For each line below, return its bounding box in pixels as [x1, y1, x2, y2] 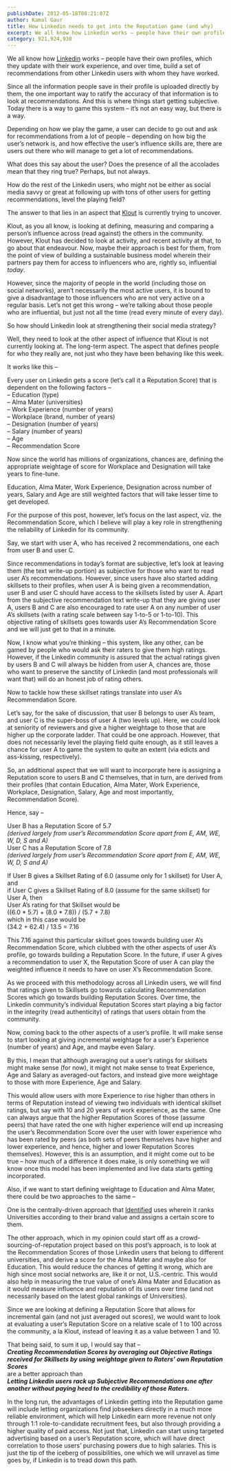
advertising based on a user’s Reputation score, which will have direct [7, 1434, 205, 1443]
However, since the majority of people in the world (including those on [7, 279, 206, 287]
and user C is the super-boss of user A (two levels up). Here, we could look [7, 716, 221, 725]
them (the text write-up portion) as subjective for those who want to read [7, 567, 214, 575]
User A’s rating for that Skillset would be [7, 901, 120, 909]
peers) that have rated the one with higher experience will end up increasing [7, 1121, 223, 1129]
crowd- [179, 1234, 201, 1242]
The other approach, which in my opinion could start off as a [7, 1234, 179, 1242]
